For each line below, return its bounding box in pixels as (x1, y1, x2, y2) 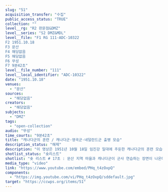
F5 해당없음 (5, 53, 26, 59)
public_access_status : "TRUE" (5, 16, 68, 21)
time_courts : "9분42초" (5, 133, 52, 138)
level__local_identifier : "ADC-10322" (5, 72, 86, 77)
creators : (5, 100, 26, 105)
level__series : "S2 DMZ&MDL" (5, 30, 66, 35)
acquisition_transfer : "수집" (5, 12, 66, 17)
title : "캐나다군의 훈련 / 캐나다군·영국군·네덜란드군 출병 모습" (5, 137, 122, 142)
